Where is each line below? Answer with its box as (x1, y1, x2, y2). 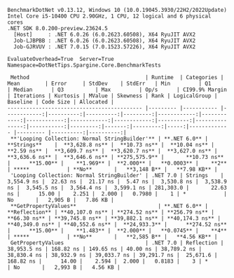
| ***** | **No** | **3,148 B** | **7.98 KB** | (7, 166, 218, 173)
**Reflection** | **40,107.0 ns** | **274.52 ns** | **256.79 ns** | (7, 209, 215, 216)
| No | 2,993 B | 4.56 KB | (7, 264, 121, 271)
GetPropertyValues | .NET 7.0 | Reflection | (10, 239, 224, 246)
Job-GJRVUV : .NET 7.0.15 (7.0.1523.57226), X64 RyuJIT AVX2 (13, 43, 196, 50)
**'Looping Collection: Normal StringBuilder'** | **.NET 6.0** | (10, 135, 209, 142)
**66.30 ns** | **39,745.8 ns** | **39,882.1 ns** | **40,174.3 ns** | (7, 215, 221, 222)
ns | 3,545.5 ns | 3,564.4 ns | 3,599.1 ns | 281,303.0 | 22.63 (7, 184, 228, 191)
